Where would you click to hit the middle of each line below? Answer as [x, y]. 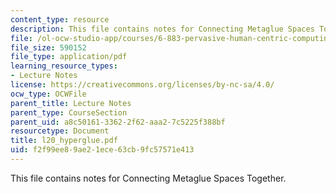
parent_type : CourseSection [69, 112]
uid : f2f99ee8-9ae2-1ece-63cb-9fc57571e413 [102, 150]
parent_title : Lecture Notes [71, 103]
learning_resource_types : [64, 66]
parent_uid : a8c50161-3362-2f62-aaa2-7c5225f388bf [118, 122]
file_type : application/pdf [69, 57]
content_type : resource [60, 19]
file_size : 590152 [48, 47]
